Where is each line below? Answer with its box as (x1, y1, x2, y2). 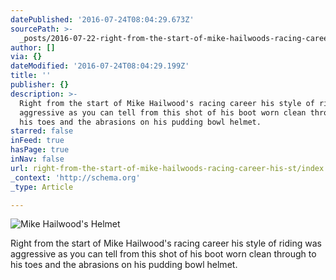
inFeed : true (10, 136, 65, 146)
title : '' (10, 71, 52, 81)
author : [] (10, 42, 56, 53)
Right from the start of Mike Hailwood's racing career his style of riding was (10, 237, 322, 250)
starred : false (10, 126, 74, 136)
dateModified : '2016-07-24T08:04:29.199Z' (10, 61, 190, 71)
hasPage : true (10, 145, 70, 155)
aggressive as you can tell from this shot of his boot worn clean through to (10, 248, 317, 260)
